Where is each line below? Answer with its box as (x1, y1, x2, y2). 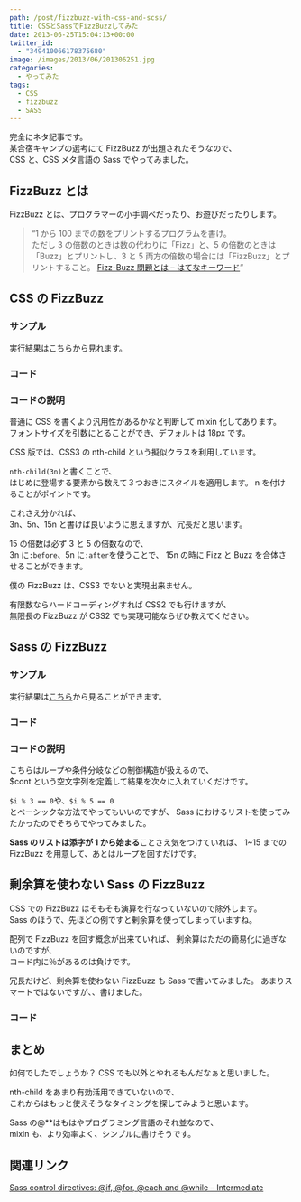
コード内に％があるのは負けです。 (9, 955, 135, 967)
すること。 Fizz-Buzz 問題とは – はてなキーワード (55, 262, 241, 273)
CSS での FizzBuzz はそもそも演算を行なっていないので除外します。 (9, 903, 262, 914)
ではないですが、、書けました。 (32, 986, 148, 997)
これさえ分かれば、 (9, 507, 81, 518)
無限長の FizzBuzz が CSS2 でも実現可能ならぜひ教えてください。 (9, 610, 254, 621)
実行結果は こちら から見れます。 (9, 343, 128, 353)
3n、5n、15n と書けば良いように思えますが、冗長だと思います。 (9, 519, 248, 530)
